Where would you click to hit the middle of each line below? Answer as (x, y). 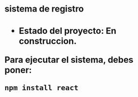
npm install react (41, 88)
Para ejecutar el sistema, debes (69, 60)
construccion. (48, 41)
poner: (18, 70)
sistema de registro (44, 9)
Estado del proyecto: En (68, 31)
